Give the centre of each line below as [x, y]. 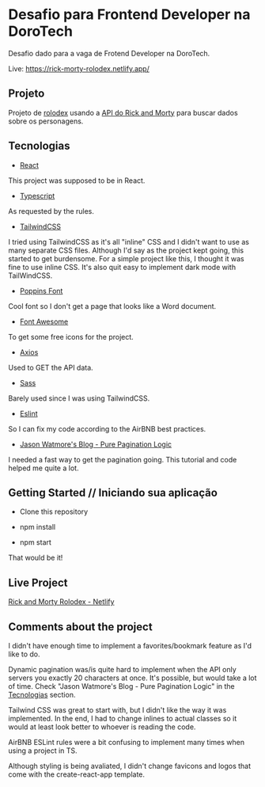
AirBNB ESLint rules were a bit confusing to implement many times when [127, 742]
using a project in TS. [43, 751]
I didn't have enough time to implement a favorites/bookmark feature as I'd [130, 646]
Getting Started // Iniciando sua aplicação [113, 492]
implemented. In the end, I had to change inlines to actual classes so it [123, 719]
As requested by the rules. [51, 211]
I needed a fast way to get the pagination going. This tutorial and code [123, 459]
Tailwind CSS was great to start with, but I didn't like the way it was [117, 710]
